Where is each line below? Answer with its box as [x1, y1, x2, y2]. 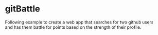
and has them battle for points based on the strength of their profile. [5, 24, 141, 30]
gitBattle [5, 3, 40, 14]
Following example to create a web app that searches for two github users [5, 19, 154, 25]
